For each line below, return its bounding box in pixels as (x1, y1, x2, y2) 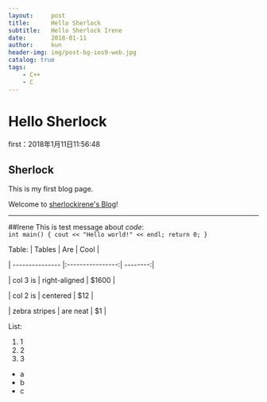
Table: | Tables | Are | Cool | (8, 245, 99, 254)
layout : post (8, 11, 66, 20)
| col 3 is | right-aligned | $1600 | (8, 276, 115, 285)
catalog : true (8, 56, 56, 64)
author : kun (8, 41, 62, 49)
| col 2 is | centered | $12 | (8, 291, 94, 300)
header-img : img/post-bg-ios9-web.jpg (8, 48, 137, 56)
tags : (8, 64, 26, 72)
